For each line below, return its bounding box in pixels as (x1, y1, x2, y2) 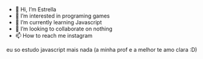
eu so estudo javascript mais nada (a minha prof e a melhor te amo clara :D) (6, 46, 197, 53)
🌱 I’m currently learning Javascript (15, 19, 102, 26)
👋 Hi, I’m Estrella (15, 6, 57, 13)
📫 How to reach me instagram (15, 32, 93, 39)
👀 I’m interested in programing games (15, 12, 110, 19)
